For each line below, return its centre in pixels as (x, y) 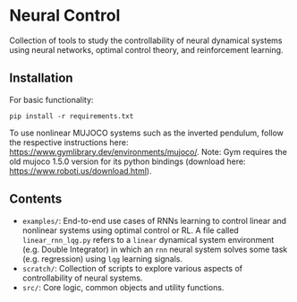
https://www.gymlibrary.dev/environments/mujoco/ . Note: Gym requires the (148, 151)
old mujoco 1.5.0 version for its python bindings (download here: (127, 161)
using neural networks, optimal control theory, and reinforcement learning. (146, 49)
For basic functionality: (51, 99)
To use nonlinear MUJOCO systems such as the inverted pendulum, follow (147, 133)
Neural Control (65, 16)
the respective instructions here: (69, 142)
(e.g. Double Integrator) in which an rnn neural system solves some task (155, 249)
